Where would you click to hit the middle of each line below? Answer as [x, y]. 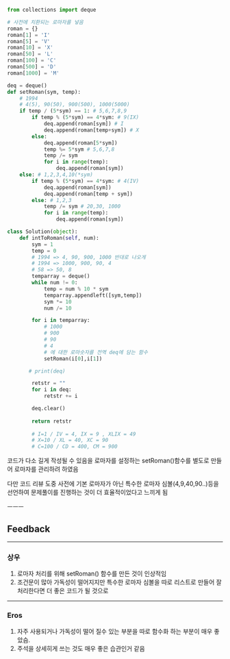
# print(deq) [47, 371]
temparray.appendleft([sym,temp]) [93, 295]
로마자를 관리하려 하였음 [46, 469]
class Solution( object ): [42, 232]
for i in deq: [52, 390]
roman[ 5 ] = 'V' [29, 41]
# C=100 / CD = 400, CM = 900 [75, 447]
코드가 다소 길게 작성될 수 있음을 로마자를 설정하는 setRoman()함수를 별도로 [108, 461]
